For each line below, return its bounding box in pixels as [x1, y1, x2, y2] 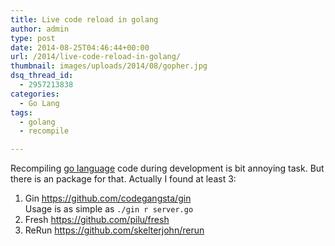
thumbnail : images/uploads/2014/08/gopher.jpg [10, 61, 208, 71]
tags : [10, 107, 33, 118]
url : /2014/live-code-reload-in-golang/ [10, 52, 182, 62]
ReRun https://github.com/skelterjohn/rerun [24, 224, 205, 236]
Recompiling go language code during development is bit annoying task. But [10, 162, 325, 175]
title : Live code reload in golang [10, 14, 159, 25]
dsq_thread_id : [10, 71, 74, 81]
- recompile [19, 126, 70, 136]
